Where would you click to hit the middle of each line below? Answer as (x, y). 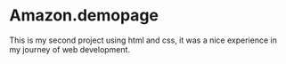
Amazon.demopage (84, 16)
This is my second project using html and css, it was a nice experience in (143, 40)
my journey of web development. (70, 49)
